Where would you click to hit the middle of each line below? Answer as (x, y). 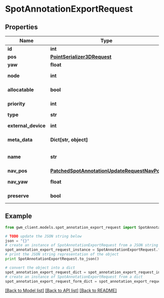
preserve (18, 196)
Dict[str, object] (69, 140)
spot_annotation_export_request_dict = (46, 272)
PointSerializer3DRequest (81, 57)
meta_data (20, 140)
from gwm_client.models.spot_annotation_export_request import (71, 227)
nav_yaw (18, 182)
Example (19, 216)
